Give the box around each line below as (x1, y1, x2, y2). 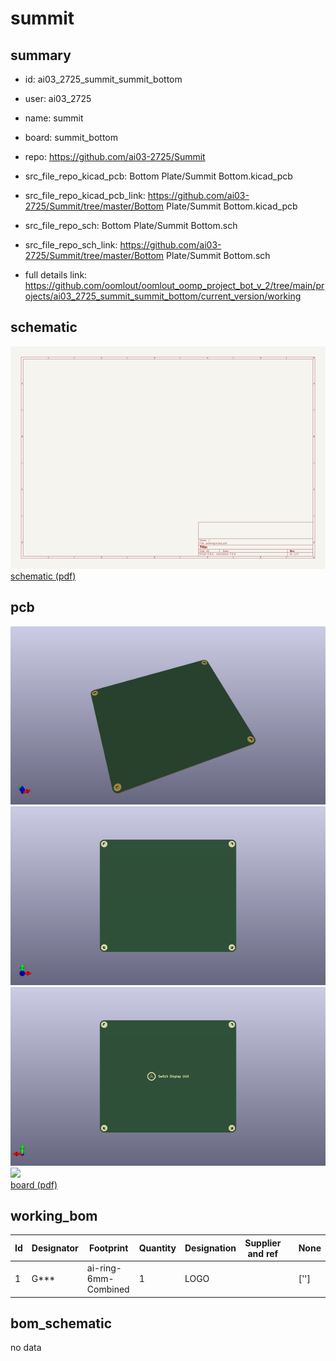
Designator (31, 1242, 79, 1254)
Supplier (244, 1237, 282, 1249)
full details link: (24, 269, 88, 281)
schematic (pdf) (10, 570, 77, 582)
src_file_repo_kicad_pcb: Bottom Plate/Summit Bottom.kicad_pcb (24, 170, 293, 182)
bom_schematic (10, 1315, 113, 1332)
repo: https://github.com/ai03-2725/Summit (24, 151, 206, 162)
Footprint (89, 1242, 129, 1254)
